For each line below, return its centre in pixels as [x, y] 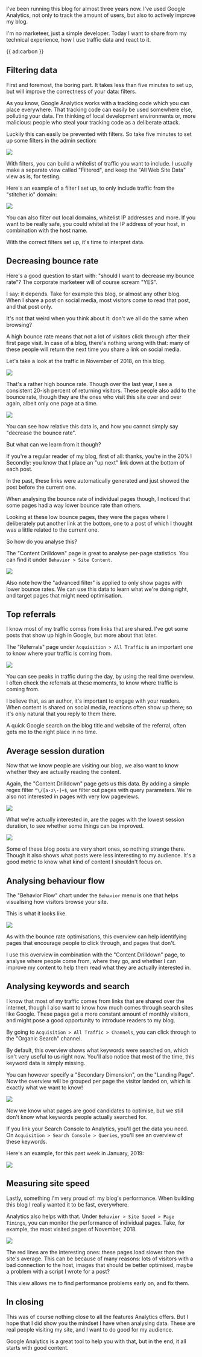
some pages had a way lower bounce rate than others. [74, 505]
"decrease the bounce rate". [41, 433]
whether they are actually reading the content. [64, 772]
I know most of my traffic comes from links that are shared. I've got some [97, 629]
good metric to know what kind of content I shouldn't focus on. [84, 862]
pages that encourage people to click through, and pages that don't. [91, 943]
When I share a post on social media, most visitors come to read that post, [99, 300]
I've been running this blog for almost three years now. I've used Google [96, 9]
